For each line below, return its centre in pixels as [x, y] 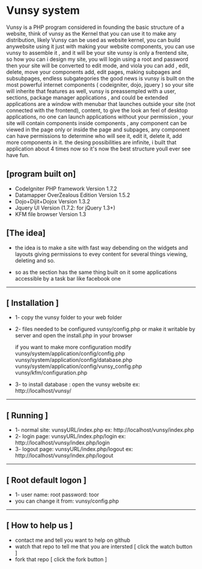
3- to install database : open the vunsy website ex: [77, 384]
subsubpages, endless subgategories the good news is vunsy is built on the [100, 78]
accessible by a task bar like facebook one [68, 278]
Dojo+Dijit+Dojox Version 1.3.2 [52, 201]
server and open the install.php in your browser [74, 335]
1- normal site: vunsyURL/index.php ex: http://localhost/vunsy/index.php [104, 430]
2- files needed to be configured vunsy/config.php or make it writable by [105, 329]
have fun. [18, 155]
